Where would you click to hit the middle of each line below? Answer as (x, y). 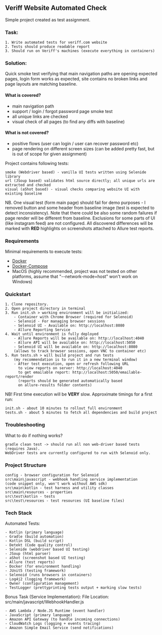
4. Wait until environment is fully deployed (52, 334)
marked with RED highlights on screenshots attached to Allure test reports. (80, 228)
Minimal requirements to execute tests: (44, 252)
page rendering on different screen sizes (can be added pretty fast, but (83, 148)
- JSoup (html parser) (28, 554)
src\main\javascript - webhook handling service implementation (71, 479)
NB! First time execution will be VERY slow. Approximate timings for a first (79, 394)
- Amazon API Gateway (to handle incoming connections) (63, 619)
